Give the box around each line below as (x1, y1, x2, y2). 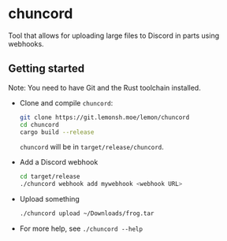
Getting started (8, 62, 85, 76)
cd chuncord (19, 120, 59, 128)
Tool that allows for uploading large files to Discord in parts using (8, 31, 220, 40)
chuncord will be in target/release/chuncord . (19, 143, 164, 152)
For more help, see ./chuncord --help (19, 224, 143, 233)
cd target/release (19, 172, 80, 181)
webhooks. (8, 39, 45, 48)
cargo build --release (19, 128, 95, 136)
